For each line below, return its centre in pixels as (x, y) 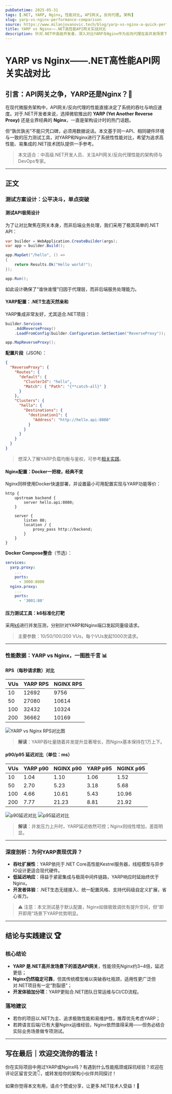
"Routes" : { (27, 372)
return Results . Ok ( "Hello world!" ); (54, 265)
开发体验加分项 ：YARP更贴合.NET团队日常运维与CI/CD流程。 (77, 992)
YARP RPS (36, 684)
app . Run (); (17, 279)
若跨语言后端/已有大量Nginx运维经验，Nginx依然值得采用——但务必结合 (89, 1024)
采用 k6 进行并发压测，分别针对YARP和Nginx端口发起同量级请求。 (74, 625)
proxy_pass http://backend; (63, 530)
